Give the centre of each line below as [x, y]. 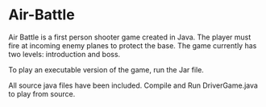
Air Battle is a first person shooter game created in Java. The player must [130, 37]
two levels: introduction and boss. [64, 54]
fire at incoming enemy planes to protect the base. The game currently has [133, 45]
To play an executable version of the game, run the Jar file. [106, 69]
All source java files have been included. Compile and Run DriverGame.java [133, 85]
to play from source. [42, 93]
